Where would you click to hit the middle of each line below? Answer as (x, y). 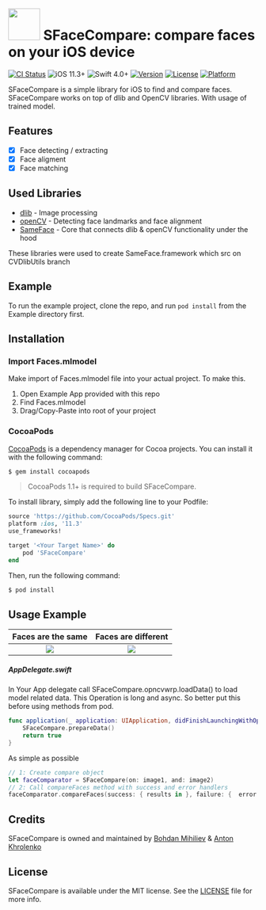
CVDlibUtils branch (39, 261)
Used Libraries (45, 194)
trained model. (32, 106)
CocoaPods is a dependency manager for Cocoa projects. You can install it (131, 448)
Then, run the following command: (64, 575)
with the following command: (55, 457)
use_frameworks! (35, 531)
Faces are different (131, 637)
